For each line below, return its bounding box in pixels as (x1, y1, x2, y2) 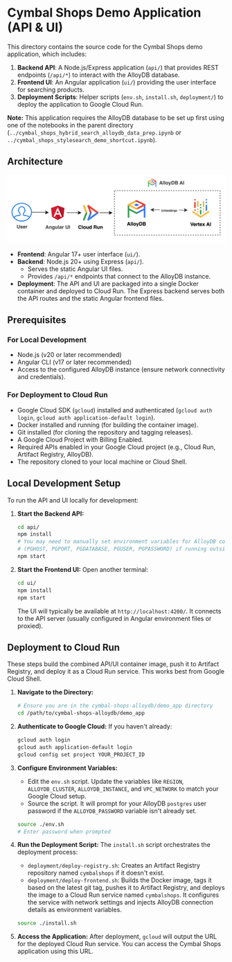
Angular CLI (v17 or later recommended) (17, 358, 132, 367)
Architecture (7, 156, 64, 168)
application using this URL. (17, 947, 93, 956)
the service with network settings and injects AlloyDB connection (27, 898, 213, 907)
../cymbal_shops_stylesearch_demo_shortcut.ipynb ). (7, 135, 157, 143)
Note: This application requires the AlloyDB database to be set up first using (7, 113, 225, 122)
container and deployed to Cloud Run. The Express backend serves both (17, 286, 225, 295)
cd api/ (17, 523, 39, 531)
